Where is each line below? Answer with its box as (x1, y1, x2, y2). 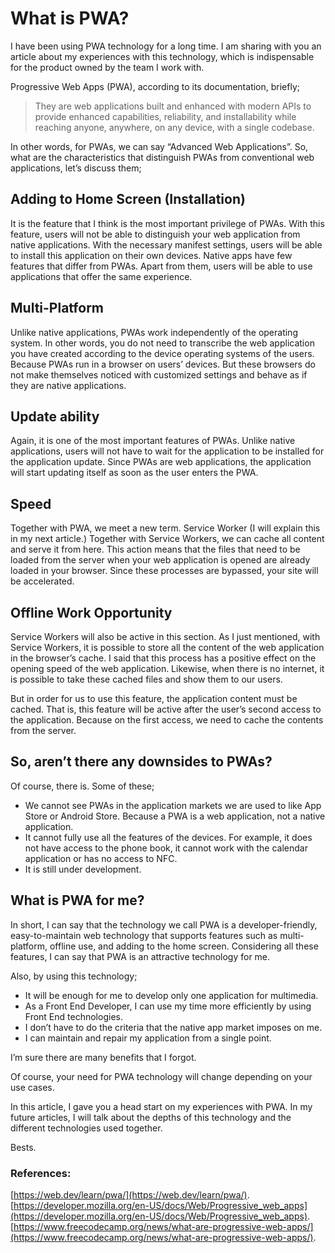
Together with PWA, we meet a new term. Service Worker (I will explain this (10, 522, 321, 534)
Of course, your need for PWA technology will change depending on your (10, 1070, 313, 1082)
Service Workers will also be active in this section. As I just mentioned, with (10, 631, 321, 642)
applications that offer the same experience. (10, 270, 193, 282)
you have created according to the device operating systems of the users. (10, 347, 315, 359)
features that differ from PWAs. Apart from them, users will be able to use (10, 260, 313, 272)
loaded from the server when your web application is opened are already (10, 554, 311, 566)
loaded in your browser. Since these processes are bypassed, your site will (10, 565, 319, 577)
